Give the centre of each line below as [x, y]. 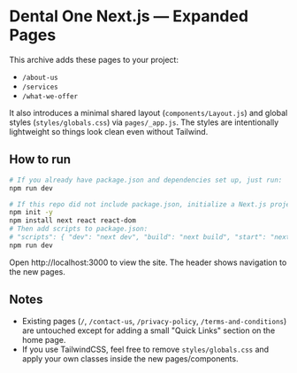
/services [40, 87]
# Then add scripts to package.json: [79, 229]
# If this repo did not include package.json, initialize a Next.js [138, 204]
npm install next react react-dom [73, 221]
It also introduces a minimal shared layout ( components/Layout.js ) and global [148, 113]
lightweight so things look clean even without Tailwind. [109, 131]
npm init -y [31, 213]
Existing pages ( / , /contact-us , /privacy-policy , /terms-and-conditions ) [154, 321]
